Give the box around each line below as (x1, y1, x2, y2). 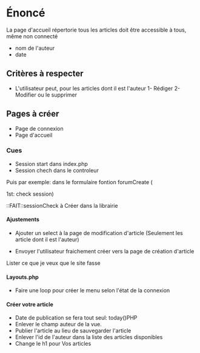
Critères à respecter (6, 69, 84, 79)
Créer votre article (6, 301, 53, 308)
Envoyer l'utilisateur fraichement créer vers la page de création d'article (15, 248, 195, 255)
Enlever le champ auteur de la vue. (15, 321, 102, 328)
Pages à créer (6, 109, 59, 119)
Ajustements (6, 216, 39, 223)
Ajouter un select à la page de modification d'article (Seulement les (15, 230, 183, 237)
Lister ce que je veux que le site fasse (6, 259, 101, 267)
